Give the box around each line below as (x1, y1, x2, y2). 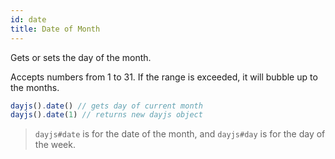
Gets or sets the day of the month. (10, 51, 152, 63)
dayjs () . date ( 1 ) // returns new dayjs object (10, 110, 203, 120)
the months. (10, 81, 60, 93)
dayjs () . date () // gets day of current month (10, 101, 203, 111)
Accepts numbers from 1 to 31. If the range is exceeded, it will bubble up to (10, 71, 318, 83)
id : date (10, 14, 47, 25)
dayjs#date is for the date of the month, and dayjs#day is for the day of (34, 128, 326, 140)
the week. (34, 139, 76, 151)
